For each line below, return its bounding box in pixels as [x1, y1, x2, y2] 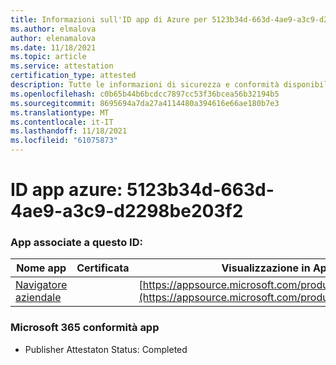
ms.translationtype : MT [10, 107, 110, 118]
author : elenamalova [10, 33, 97, 43]
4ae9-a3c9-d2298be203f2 [10, 200, 244, 223]
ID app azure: [10, 179, 123, 201]
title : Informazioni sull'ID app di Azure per [10, 14, 208, 25]
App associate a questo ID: [10, 236, 143, 250]
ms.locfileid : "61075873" [10, 136, 118, 146]
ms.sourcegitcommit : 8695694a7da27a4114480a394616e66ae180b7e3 [10, 98, 280, 108]
